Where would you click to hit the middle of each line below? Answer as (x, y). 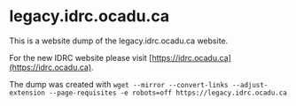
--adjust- (250, 85)
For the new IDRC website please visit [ (81, 57)
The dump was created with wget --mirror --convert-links (119, 84)
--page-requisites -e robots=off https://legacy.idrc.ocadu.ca (168, 93)
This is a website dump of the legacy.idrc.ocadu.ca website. (119, 41)
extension (27, 93)
